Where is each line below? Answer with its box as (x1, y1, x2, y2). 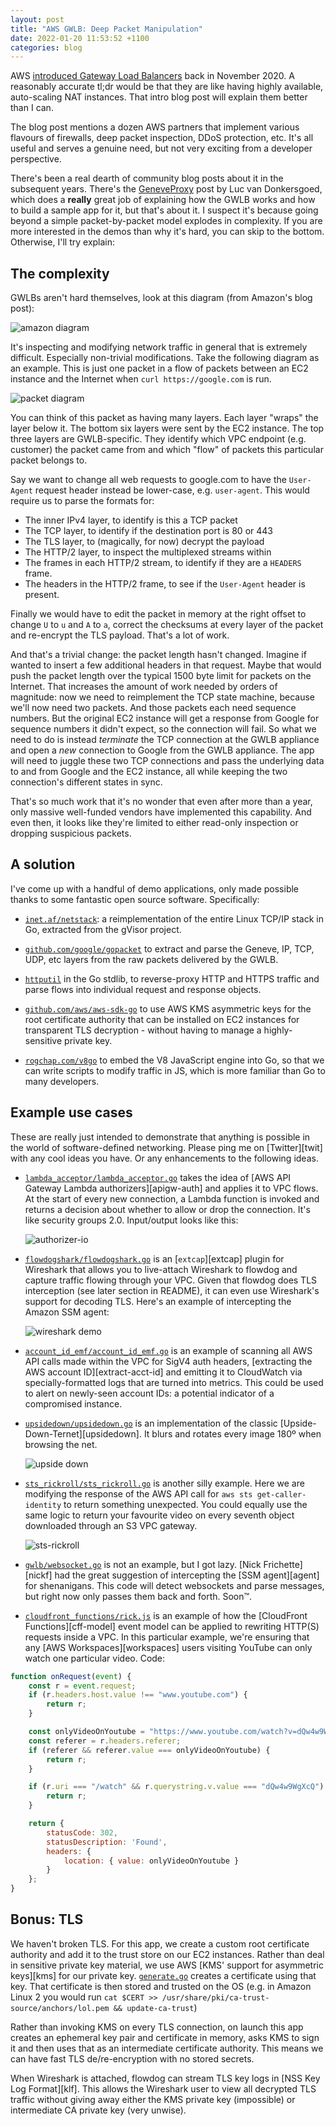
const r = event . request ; (28, 1681, 137, 1691)
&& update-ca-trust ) (113, 2001, 198, 2013)
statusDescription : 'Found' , (46, 1837, 168, 1847)
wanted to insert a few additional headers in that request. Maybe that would (10, 659, 322, 671)
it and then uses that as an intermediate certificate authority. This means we (10, 2042, 324, 2054)
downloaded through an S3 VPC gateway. (24, 1519, 198, 1531)
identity (24, 1500, 62, 1510)
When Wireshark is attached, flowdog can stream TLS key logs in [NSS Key (10, 2072, 321, 2084)
